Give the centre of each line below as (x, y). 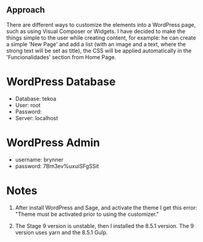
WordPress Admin (53, 142)
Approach (26, 10)
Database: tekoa (36, 98)
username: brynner (39, 159)
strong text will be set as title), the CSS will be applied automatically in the (99, 51)
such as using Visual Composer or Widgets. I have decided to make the (96, 31)
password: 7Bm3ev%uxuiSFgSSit (57, 166)
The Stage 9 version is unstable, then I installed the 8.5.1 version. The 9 (104, 226)
